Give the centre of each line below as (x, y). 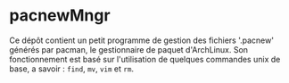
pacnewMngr (60, 16)
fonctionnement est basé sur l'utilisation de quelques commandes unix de (145, 59)
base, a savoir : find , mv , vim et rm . (71, 69)
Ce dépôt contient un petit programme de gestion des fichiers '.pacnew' (142, 40)
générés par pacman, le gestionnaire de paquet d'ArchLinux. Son (128, 49)
